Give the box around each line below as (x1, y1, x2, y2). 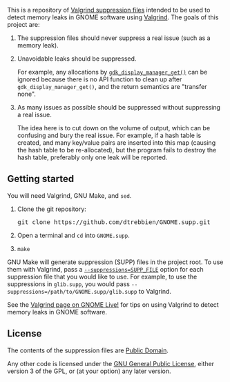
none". (17, 90, 37, 98)
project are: (7, 21, 40, 28)
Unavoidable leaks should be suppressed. (17, 54, 137, 63)
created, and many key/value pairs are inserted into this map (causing (17, 139, 216, 147)
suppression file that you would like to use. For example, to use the (7, 272, 198, 281)
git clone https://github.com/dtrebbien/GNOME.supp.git (17, 218, 211, 226)
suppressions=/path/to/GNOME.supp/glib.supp (7, 288, 137, 295)
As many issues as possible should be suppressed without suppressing (17, 103, 221, 111)
